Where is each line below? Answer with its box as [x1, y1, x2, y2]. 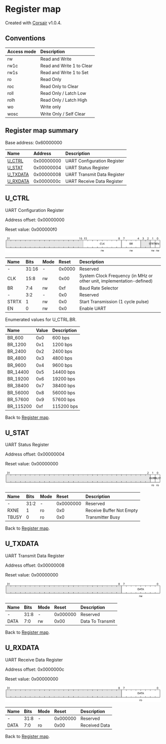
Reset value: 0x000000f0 [5, 226, 57, 232]
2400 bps [52, 348, 73, 354]
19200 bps [52, 376, 76, 382]
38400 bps [52, 383, 76, 389]
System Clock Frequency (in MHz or [79, 273, 153, 279]
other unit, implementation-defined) [79, 278, 153, 284]
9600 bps [52, 362, 73, 368]
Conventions [5, 34, 46, 42]
